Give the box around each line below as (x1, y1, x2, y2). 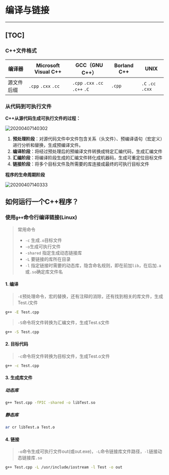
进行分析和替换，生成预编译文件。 (12, 142, 83, 148)
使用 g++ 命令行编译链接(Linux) (5, 214, 77, 221)
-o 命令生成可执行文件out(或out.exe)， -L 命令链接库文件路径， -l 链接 (17, 448, 158, 454)
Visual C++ (34, 68, 62, 75)
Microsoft (36, 62, 60, 69)
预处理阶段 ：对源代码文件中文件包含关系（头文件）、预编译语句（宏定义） (12, 136, 162, 142)
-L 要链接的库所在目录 (25, 256, 71, 262)
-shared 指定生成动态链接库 (25, 250, 82, 256)
